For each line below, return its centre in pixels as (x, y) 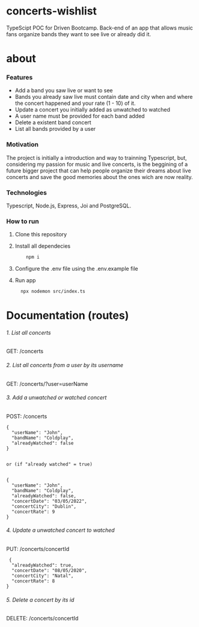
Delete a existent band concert (53, 122)
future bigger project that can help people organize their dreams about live (99, 171)
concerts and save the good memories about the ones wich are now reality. (100, 177)
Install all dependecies (43, 246)
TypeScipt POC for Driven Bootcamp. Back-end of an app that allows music (100, 28)
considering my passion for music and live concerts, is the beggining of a (97, 164)
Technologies (26, 192)
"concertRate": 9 (33, 512)
